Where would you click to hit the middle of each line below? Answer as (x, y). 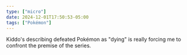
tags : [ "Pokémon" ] (29, 22)
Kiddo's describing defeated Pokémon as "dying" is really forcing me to (93, 40)
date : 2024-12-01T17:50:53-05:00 (47, 17)
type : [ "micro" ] (26, 12)
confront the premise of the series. (49, 46)
